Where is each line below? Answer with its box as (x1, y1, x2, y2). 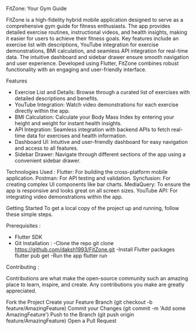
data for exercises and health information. (26, 132, 128, 139)
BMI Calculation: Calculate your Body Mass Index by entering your (14, 114, 174, 121)
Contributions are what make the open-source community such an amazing (6, 275, 188, 281)
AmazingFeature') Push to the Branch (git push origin (6, 311, 135, 318)
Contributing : (6, 263, 39, 270)
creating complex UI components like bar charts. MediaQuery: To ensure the (6, 181, 191, 188)
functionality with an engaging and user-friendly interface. (6, 66, 147, 73)
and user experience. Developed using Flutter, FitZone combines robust (6, 60, 179, 67)
